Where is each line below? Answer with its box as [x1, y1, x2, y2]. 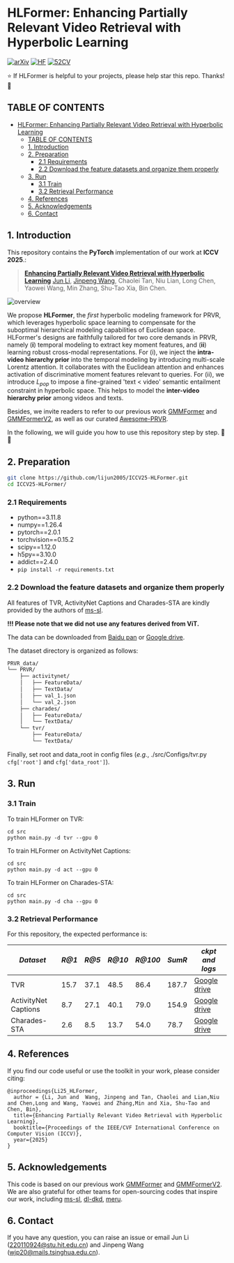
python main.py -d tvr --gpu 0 [7, 834, 98, 841]
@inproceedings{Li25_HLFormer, [7, 1087, 98, 1094]
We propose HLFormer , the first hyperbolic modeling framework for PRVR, [7, 310, 221, 319]
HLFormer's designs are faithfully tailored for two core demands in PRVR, [7, 333, 217, 341]
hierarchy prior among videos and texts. [7, 394, 124, 402]
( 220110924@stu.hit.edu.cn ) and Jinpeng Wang [7, 1241, 144, 1249]
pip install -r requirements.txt [17, 566, 115, 573]
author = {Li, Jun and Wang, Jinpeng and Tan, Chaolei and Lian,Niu [13, 1094, 219, 1101]
